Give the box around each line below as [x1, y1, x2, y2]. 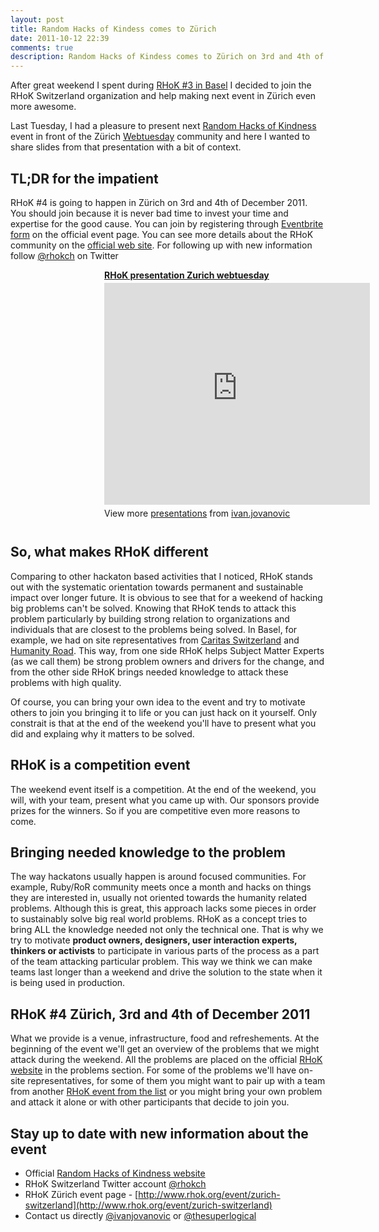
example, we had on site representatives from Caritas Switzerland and [10, 634, 300, 646]
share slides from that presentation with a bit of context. [10, 141, 242, 153]
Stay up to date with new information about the [10, 1125, 309, 1142]
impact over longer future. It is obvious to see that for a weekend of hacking [10, 591, 323, 603]
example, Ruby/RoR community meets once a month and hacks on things [10, 881, 312, 893]
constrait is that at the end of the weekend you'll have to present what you [10, 717, 317, 729]
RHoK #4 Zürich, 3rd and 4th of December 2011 [10, 1006, 311, 1023]
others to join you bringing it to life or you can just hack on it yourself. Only [10, 706, 318, 718]
